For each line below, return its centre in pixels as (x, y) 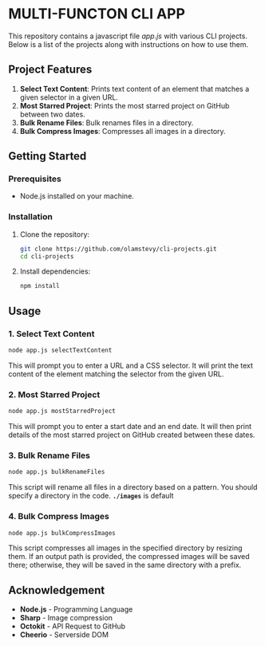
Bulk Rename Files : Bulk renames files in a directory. (107, 122)
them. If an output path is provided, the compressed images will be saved (129, 557)
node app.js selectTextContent (60, 351)
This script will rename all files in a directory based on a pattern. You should (133, 487)
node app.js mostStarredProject (62, 412)
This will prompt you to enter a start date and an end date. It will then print (130, 427)
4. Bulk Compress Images (59, 517)
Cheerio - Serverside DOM (64, 635)
